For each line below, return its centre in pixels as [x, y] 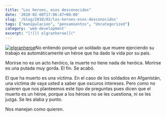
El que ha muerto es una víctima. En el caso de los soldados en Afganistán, [83, 78]
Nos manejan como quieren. [35, 109]
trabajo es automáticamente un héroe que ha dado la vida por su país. [78, 53]
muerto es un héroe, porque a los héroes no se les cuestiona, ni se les [78, 94]
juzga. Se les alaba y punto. [34, 99]
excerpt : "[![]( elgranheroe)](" [40, 33]
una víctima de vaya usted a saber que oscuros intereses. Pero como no [80, 83]
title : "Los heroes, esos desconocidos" [48, 10]
